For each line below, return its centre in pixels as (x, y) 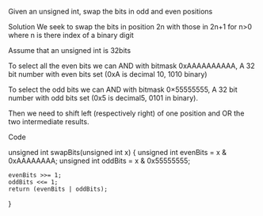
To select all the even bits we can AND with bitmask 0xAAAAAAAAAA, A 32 (131, 66)
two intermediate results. (49, 121)
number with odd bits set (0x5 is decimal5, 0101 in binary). (103, 98)
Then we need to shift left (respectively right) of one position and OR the (126, 113)
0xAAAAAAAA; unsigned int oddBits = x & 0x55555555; (99, 161)
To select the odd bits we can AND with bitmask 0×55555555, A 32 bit (123, 89)
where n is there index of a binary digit (71, 35)
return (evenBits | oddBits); (58, 189)
